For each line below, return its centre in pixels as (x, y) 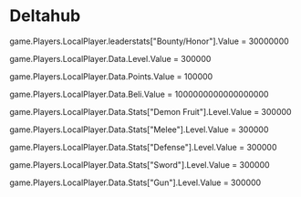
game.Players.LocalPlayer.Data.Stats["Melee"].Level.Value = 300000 (139, 130)
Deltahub (45, 16)
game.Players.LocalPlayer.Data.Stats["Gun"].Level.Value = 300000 (135, 182)
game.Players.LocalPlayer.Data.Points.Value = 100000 (111, 76)
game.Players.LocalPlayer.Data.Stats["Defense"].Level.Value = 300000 (143, 147)
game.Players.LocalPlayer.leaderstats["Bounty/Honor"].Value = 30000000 (149, 41)
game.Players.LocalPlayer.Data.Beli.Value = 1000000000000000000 (139, 94)
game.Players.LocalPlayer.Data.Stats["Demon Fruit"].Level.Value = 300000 (150, 111)
